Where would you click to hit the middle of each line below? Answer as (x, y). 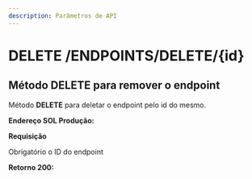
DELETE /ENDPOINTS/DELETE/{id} (126, 55)
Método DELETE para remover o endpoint (114, 85)
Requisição (27, 136)
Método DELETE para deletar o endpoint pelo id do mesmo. (107, 105)
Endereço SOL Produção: (51, 120)
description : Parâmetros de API (63, 16)
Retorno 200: (31, 167)
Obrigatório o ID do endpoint (56, 152)
